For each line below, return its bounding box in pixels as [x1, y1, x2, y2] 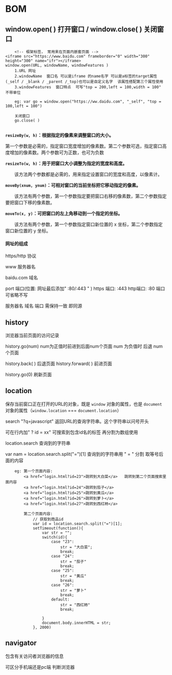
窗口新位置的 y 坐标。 [5, 228, 51, 234]
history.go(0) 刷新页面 [5, 372, 52, 378]
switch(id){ [41, 534, 68, 539]
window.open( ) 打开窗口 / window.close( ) [5, 25, 142, 33]
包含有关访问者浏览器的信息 [5, 653, 64, 659]
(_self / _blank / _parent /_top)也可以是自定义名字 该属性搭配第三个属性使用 [5, 79, 164, 84]
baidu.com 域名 [5, 275, 38, 281]
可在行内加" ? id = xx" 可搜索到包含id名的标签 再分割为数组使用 [5, 429, 138, 435]
